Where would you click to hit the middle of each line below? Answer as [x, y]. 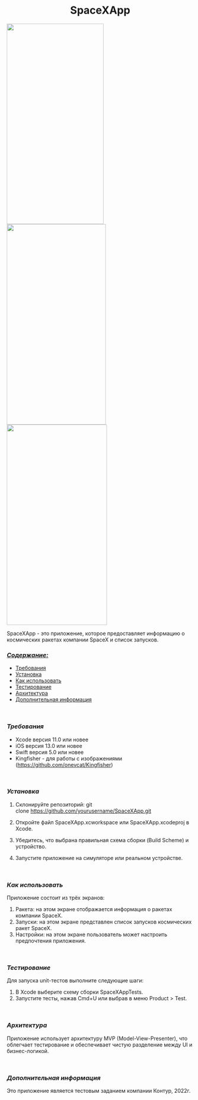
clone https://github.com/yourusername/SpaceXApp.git [83, 811]
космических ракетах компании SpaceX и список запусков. [83, 640]
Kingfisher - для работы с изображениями [69, 758]
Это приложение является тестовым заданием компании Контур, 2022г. [99, 1091]
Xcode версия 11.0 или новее [52, 739]
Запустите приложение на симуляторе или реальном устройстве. [99, 858]
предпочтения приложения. [51, 941]
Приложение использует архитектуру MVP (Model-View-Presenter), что [97, 1038]
